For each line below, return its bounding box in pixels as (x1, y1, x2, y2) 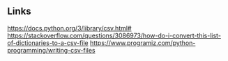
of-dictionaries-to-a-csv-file (7, 38, 89, 47)
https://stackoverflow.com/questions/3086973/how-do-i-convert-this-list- (7, 31, 222, 40)
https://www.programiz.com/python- (89, 38, 196, 47)
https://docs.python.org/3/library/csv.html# (7, 24, 132, 32)
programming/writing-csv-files (7, 46, 96, 54)
